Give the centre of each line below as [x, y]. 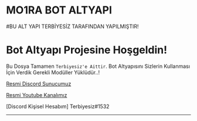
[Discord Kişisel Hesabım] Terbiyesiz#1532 [58, 106]
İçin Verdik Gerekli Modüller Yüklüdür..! [53, 72]
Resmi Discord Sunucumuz [39, 84]
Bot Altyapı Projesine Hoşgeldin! [87, 50]
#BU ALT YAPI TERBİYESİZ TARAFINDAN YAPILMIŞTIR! [72, 26]
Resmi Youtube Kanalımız [37, 95]
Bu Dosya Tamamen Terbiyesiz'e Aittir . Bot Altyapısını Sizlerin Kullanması [98, 66]
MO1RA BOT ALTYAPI [59, 10]
